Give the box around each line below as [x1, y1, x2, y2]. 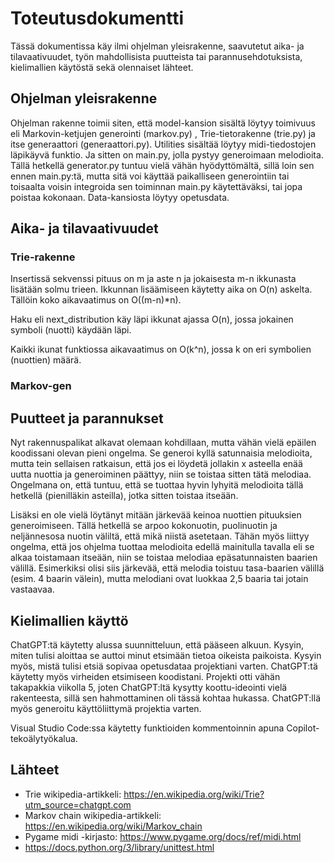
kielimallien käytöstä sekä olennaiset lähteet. [10, 61, 194, 73]
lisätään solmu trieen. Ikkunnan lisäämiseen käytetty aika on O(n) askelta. [10, 283, 313, 296]
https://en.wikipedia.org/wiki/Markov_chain [24, 820, 203, 832]
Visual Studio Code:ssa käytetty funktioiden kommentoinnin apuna [10, 722, 285, 734]
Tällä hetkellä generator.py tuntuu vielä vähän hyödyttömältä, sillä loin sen [10, 159, 315, 171]
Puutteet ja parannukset [10, 410, 164, 427]
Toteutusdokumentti [10, 7, 185, 30]
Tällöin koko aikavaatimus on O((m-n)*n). [10, 294, 182, 306]
